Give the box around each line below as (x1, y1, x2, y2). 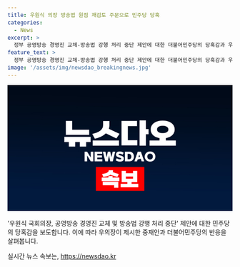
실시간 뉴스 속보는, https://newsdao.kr (7, 252, 116, 261)
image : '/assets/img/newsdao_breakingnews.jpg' (7, 64, 152, 71)
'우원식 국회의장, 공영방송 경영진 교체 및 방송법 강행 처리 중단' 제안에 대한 (7, 219, 211, 228)
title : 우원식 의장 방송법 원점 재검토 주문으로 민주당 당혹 (7, 11, 160, 19)
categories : (7, 19, 43, 26)
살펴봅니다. (7, 237, 39, 246)
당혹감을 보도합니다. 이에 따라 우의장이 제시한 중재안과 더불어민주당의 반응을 (14, 228, 227, 236)
